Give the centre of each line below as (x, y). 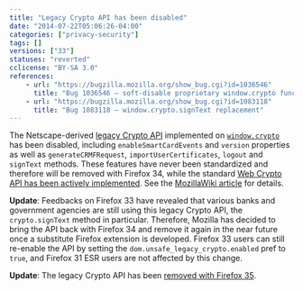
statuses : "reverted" (50, 59)
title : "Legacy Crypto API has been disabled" (98, 18)
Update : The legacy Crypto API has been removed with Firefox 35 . (133, 276)
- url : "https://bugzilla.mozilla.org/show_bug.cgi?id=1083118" (149, 101)
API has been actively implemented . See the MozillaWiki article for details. (147, 183)
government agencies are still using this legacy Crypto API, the (126, 210)
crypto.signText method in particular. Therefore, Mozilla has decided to (143, 220)
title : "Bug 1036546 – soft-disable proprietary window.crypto (155, 93)
